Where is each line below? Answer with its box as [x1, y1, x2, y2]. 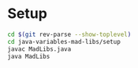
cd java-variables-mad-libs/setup [7, 38, 121, 45]
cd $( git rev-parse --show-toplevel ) [7, 30, 132, 38]
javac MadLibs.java [7, 45, 72, 53]
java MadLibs [7, 52, 50, 60]
